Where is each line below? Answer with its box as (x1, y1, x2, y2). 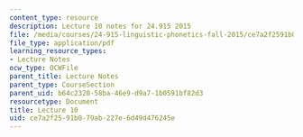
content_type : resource (9, 13, 99, 23)
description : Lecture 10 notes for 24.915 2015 (9, 22, 192, 31)
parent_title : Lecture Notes (9, 72, 119, 81)
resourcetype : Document (9, 96, 99, 106)
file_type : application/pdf (9, 38, 115, 48)
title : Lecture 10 (9, 105, 78, 114)
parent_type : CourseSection (9, 80, 115, 89)
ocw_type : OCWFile (9, 64, 78, 73)
